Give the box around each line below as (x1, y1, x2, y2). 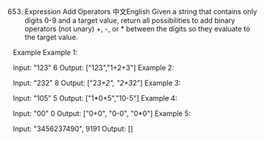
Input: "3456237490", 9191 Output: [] (13, 124, 134, 133)
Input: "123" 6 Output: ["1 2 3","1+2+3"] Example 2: (13, 63, 175, 72)
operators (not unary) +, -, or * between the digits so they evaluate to (24, 24, 251, 33)
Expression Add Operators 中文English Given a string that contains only (24, 7, 258, 16)
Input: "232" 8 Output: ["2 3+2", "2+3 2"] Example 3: (13, 78, 181, 87)
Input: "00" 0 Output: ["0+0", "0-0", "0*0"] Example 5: (13, 109, 191, 118)
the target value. (24, 32, 78, 42)
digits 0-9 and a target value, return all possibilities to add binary (24, 16, 236, 25)
